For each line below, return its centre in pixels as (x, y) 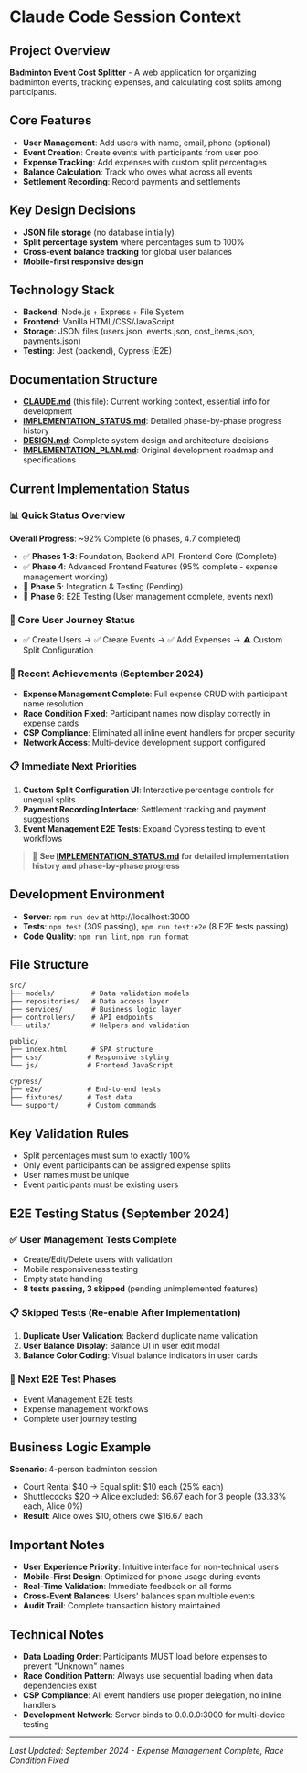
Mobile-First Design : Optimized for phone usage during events (142, 1577)
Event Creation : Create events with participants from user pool (141, 152)
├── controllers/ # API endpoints (81, 1018)
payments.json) (52, 341)
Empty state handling (63, 1279)
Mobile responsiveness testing (80, 1269)
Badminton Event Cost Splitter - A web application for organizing (133, 72)
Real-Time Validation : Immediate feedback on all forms (127, 1587)
